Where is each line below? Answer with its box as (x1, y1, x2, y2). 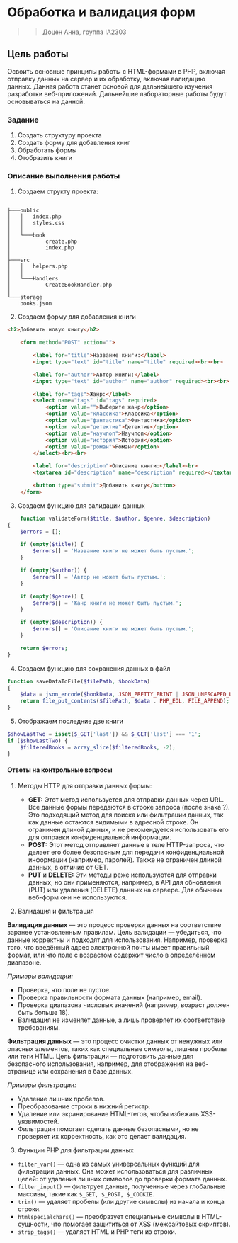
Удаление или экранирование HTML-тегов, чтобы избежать (17, 1109, 200, 1118)
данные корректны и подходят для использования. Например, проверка (7, 936, 228, 944)
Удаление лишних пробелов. (17, 1094, 105, 1103)
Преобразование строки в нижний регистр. (17, 1102, 151, 1111)
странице (7, 1067, 37, 1075)
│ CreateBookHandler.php (7, 281, 113, 289)
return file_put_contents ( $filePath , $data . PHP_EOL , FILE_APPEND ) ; (20, 698, 230, 705)
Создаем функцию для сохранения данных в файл (17, 664, 171, 673)
